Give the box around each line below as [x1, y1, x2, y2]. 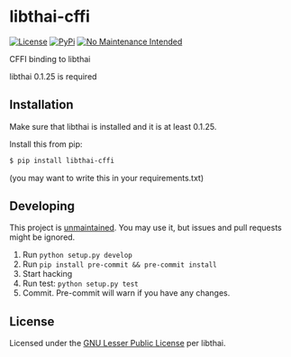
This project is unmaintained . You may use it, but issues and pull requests [9, 223, 282, 233]
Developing [9, 198, 75, 214]
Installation [9, 97, 74, 113]
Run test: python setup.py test [22, 278, 140, 289]
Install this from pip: [9, 138, 83, 150]
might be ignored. [9, 232, 76, 243]
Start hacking [22, 269, 73, 279]
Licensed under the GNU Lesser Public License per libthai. [9, 338, 227, 349]
